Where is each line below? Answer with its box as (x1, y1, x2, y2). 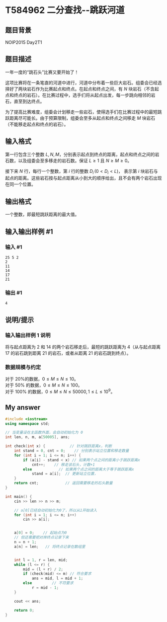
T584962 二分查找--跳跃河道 (5, 4, 125, 16)
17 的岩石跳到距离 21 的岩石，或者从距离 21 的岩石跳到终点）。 (5, 350, 131, 356)
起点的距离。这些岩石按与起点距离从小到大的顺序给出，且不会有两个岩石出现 (5, 175, 162, 181)
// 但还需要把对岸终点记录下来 (14, 535, 69, 540)
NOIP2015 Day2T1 (5, 39, 42, 45)
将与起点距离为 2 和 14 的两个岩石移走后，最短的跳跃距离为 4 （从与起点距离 (5, 344, 161, 350)
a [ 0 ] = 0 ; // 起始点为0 (14, 530, 67, 536)
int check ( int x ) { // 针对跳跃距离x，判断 (5, 444, 112, 449)
